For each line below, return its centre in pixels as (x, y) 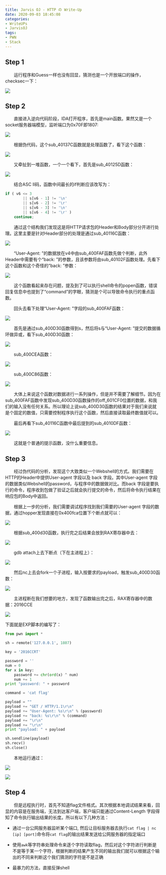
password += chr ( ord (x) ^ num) (46, 675)
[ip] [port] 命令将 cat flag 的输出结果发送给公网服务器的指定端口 (79, 834)
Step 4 (16, 792)
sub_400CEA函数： (34, 354)
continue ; (24, 217)
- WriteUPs (16, 24)
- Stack (13, 42)
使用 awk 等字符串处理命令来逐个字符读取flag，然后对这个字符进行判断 (82, 845)
